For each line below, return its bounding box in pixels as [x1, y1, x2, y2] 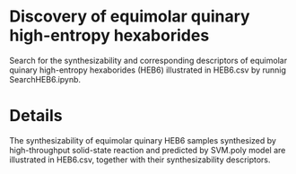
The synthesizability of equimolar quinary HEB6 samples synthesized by [9, 135, 276, 145]
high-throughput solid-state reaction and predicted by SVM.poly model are [9, 144, 286, 155]
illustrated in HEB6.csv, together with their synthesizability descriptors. [9, 154, 271, 165]
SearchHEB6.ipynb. [9, 74, 82, 84]
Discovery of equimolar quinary [9, 6, 250, 27]
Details [9, 106, 63, 126]
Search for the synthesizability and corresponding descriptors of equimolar [9, 55, 288, 65]
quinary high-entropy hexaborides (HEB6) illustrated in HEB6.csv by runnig [9, 65, 287, 75]
